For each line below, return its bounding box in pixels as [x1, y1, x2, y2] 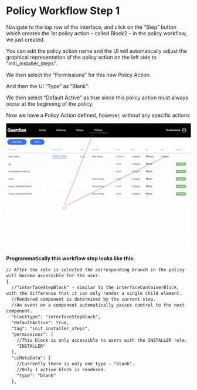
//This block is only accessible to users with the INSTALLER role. [16, 337, 188, 343]
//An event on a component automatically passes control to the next [11, 302, 185, 308]
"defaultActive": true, [11, 320, 69, 325]
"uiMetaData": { [11, 355, 51, 361]
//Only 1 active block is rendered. [16, 367, 107, 372]
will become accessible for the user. [6, 273, 101, 278]
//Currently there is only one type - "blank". [16, 361, 135, 367]
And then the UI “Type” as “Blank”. [6, 82, 89, 89]
